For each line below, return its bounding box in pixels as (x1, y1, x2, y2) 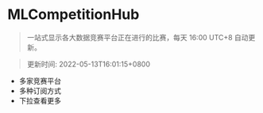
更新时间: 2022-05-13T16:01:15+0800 (26, 59, 150, 69)
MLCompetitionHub (7, 6, 140, 24)
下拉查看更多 (18, 96, 61, 105)
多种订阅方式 (18, 85, 61, 96)
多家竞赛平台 (18, 76, 61, 85)
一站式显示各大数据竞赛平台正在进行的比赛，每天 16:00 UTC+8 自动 (26, 32, 249, 42)
